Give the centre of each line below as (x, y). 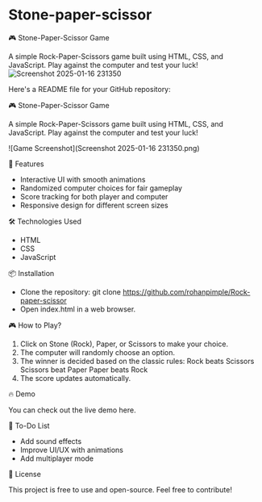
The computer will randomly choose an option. (98, 352)
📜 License (25, 474)
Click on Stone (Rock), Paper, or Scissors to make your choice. (124, 344)
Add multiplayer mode (57, 458)
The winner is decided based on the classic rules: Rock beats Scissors (137, 361)
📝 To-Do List (29, 425)
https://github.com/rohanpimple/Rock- (186, 291)
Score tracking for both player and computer (94, 196)
